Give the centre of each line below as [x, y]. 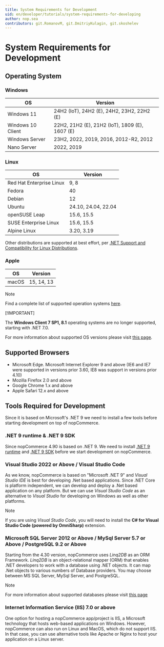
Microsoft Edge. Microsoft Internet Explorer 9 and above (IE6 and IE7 [81, 364]
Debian [16, 199]
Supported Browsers [37, 353]
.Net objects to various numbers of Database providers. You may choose [78, 570]
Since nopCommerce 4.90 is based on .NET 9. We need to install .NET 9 [78, 446]
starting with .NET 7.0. [27, 327]
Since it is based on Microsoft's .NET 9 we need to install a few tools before [81, 418]
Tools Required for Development [55, 406]
